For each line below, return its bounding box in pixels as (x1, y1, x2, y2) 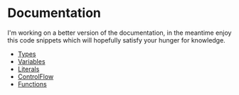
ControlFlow (17, 72, 54, 81)
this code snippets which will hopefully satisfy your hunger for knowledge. (7, 35, 225, 44)
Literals (17, 65, 40, 73)
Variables (17, 57, 46, 65)
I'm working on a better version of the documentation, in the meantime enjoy (7, 28, 232, 37)
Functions (17, 79, 48, 88)
